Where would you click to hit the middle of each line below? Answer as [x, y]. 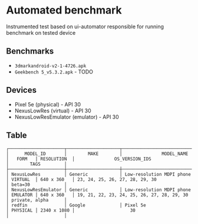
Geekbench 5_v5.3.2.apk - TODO [54, 72]
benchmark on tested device [41, 32]
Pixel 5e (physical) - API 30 [48, 104]
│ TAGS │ [37, 164]
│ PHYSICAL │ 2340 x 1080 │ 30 [71, 210]
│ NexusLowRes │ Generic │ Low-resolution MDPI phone [99, 175]
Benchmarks [30, 51]
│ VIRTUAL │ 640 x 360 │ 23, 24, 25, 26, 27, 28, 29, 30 [82, 180]
